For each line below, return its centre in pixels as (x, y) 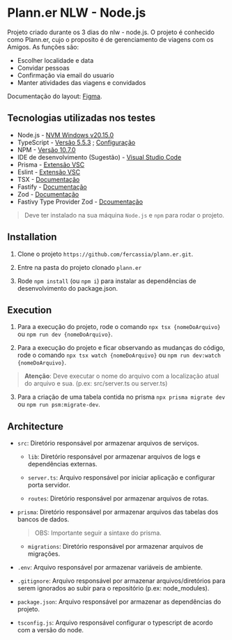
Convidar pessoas (43, 68)
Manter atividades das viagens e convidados (82, 82)
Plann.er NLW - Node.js (77, 13)
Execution (30, 310)
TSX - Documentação (48, 179)
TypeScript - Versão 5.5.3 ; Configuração (76, 142)
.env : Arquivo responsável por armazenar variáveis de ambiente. (110, 567)
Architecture (36, 426)
